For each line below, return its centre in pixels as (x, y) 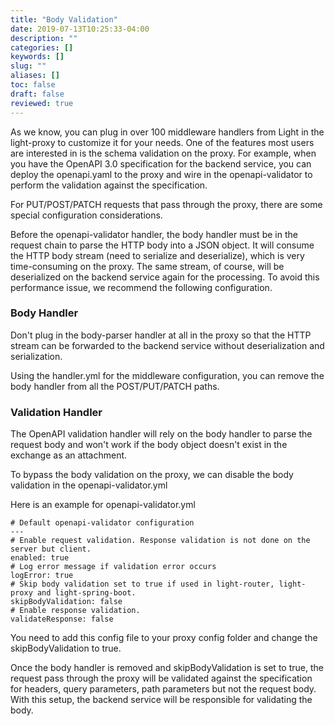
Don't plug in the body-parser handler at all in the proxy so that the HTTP (161, 335)
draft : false (37, 94)
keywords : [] (37, 57)
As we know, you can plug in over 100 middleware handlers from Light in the (167, 132)
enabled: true (40, 558)
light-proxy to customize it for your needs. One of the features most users (162, 142)
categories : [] (42, 47)
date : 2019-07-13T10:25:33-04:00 (80, 29)
